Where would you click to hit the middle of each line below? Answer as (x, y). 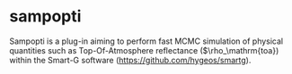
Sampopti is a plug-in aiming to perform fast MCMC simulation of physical (146, 41)
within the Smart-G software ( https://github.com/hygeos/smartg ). (130, 60)
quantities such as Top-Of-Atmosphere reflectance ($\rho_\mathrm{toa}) (144, 50)
